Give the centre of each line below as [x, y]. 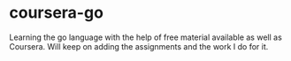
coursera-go [57, 13]
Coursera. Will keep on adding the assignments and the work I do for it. [139, 46]
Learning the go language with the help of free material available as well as [146, 37]
